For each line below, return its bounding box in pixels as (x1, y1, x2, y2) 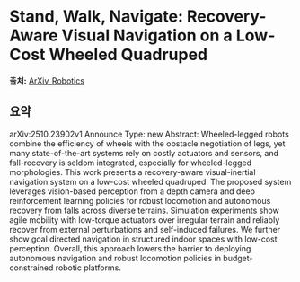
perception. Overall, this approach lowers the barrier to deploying (9, 242, 251, 253)
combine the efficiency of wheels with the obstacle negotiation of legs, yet (9, 137, 286, 149)
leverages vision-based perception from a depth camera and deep (9, 186, 256, 197)
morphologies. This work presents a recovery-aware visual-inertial (9, 166, 256, 177)
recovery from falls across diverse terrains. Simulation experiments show (9, 205, 280, 216)
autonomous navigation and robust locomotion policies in (9, 252, 222, 263)
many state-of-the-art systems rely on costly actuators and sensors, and (9, 147, 279, 158)
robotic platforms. (55, 262, 121, 273)
